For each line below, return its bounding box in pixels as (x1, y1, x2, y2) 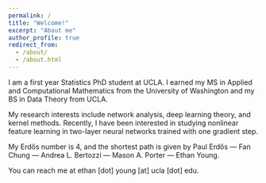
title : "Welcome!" (8, 19, 69, 27)
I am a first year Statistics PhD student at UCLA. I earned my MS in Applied (8, 77, 253, 87)
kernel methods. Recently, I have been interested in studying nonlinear (8, 118, 239, 128)
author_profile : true (8, 33, 80, 42)
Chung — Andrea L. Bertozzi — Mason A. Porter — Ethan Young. (8, 150, 220, 159)
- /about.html (15, 56, 62, 64)
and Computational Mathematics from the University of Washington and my (8, 86, 255, 95)
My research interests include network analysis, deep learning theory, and (8, 109, 252, 119)
